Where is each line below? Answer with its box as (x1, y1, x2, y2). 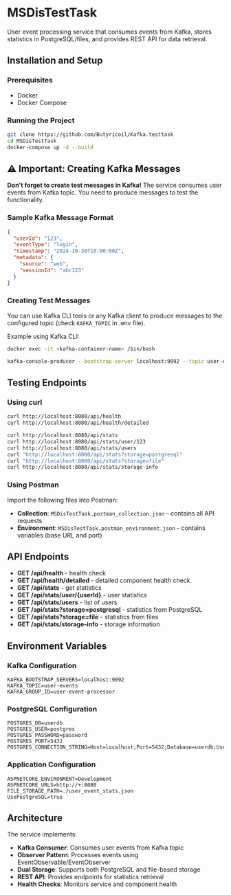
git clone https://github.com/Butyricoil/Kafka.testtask (7, 131, 174, 138)
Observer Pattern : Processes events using (16, 851, 139, 859)
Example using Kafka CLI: (7, 332, 80, 340)
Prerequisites (7, 76, 53, 85)
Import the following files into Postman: (7, 496, 118, 504)
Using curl (7, 397, 43, 407)
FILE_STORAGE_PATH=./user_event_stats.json (7, 787, 134, 795)
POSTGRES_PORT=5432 (7, 738, 63, 745)
